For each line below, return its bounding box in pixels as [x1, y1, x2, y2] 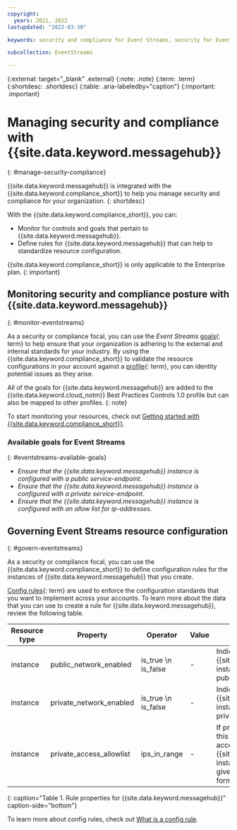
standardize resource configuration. [17, 247, 122, 255]
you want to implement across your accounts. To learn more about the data [7, 594, 226, 602]
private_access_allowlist [50, 749, 130, 759]
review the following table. [7, 609, 84, 617]
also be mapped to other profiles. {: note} [7, 398, 128, 407]
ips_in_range [140, 749, 183, 759]
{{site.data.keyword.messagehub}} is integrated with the [7, 182, 171, 190]
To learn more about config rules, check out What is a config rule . [7, 814, 199, 823]
